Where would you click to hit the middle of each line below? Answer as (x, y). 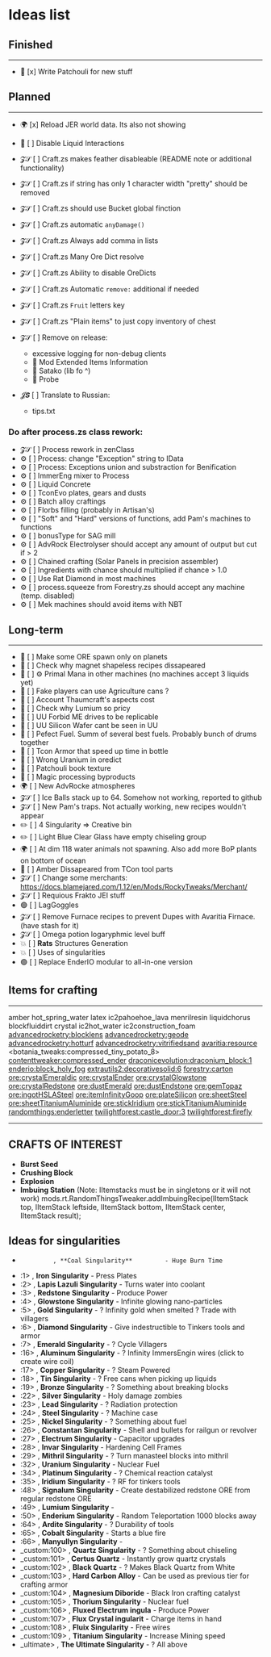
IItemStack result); (50, 1216)
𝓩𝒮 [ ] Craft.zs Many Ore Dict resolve (82, 257)
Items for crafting (53, 990)
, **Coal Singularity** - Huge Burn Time (138, 1261)
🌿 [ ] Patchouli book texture (65, 768)
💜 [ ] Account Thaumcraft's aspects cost (87, 699)
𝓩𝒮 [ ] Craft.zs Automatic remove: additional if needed (109, 289)
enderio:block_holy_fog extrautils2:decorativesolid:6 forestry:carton (121, 1069)
